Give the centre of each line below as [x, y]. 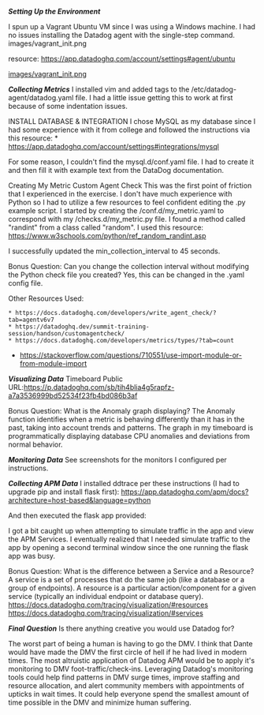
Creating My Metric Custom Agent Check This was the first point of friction [130, 185]
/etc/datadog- [214, 89]
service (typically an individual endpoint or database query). [106, 596]
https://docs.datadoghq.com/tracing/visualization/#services [106, 613]
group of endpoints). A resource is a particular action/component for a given [132, 588]
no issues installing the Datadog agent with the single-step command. [121, 35]
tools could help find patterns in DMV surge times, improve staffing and [124, 677]
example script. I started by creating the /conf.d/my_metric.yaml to [116, 211]
